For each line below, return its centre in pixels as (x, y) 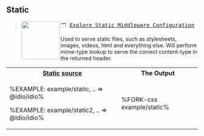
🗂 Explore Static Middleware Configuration (127, 25)
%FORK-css (139, 99)
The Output (158, 73)
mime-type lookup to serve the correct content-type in (129, 51)
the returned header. (86, 58)
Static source (62, 73)
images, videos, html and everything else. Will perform (129, 45)
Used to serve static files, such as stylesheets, (119, 39)
